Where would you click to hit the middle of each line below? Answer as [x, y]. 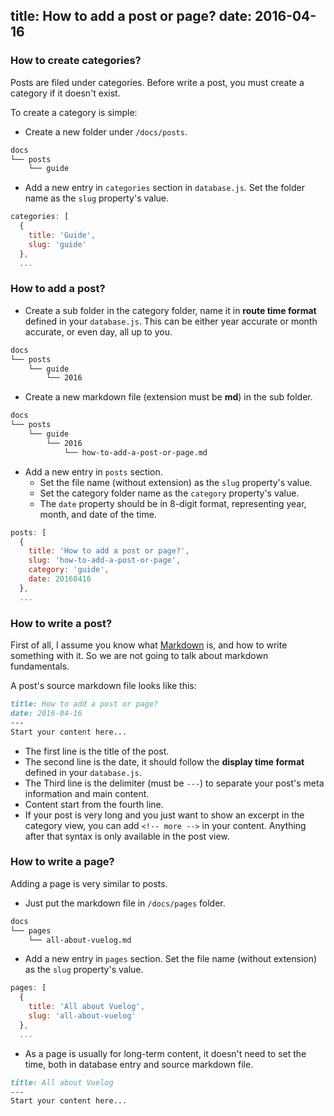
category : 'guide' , [69, 570]
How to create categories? [76, 61]
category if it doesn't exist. [65, 93]
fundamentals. [40, 666]
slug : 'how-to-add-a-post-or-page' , [105, 560]
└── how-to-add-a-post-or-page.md [135, 452]
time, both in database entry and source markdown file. [139, 1064]
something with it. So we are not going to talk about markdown [139, 656]
